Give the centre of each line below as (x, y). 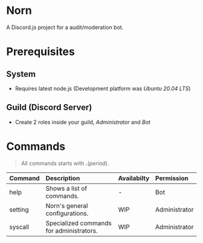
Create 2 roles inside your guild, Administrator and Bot (83, 122)
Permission (172, 178)
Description (63, 178)
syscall (19, 227)
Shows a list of (66, 188)
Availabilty (134, 178)
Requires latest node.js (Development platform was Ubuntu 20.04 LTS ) (103, 88)
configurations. (67, 213)
